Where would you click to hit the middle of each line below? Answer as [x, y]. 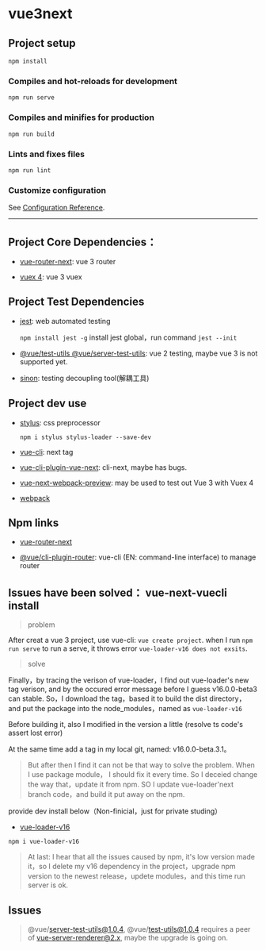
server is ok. [48, 885]
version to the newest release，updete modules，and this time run [136, 876]
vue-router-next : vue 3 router [68, 262]
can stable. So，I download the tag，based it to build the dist [108, 698]
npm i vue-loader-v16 [44, 842]
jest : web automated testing [65, 321]
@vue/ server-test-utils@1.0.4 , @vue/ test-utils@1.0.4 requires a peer [139, 929]
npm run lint [30, 170]
